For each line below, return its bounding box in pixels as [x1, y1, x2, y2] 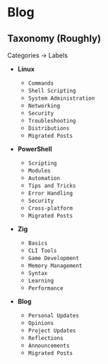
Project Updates [28, 327, 76, 334]
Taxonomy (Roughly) [7, 33, 101, 45]
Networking [28, 102, 61, 110]
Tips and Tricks [28, 182, 76, 189]
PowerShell [17, 145, 52, 153]
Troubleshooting [28, 117, 76, 124]
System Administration [28, 95, 95, 102]
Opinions [28, 319, 54, 327]
